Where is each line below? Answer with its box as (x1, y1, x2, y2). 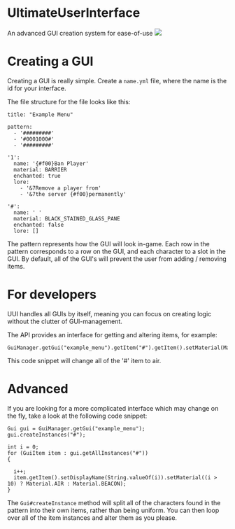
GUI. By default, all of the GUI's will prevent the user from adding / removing (7, 254, 227, 263)
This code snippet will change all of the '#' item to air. (7, 356, 162, 365)
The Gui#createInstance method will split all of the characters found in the (7, 498, 221, 507)
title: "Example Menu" (7, 111, 73, 118)
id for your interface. (7, 84, 66, 92)
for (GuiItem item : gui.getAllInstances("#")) (7, 449, 149, 456)
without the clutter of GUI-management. (7, 317, 122, 325)
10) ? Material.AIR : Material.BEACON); (7, 480, 127, 487)
